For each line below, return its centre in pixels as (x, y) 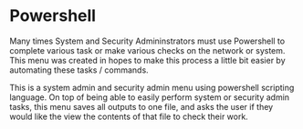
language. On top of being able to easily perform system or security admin (150, 97)
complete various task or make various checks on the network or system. (147, 50)
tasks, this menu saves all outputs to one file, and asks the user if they (141, 106)
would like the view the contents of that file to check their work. (129, 116)
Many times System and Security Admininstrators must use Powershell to (147, 41)
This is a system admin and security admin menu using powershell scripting (152, 87)
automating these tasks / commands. (79, 70)
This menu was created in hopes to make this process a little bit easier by (147, 60)
